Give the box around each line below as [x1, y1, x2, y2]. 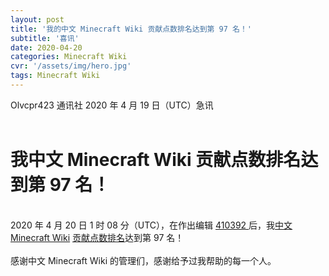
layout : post [10, 14, 65, 25]
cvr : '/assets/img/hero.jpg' [10, 61, 132, 71]
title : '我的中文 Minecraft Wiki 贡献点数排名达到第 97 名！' [10, 24, 252, 34]
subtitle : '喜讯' [10, 33, 80, 43]
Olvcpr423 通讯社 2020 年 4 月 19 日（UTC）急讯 [10, 99, 214, 111]
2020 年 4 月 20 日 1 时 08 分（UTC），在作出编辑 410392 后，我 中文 [10, 219, 293, 231]
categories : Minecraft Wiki [10, 52, 128, 62]
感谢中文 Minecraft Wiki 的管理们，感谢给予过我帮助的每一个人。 [10, 254, 277, 266]
